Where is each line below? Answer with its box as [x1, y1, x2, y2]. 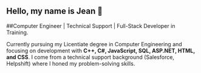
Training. [6, 29, 29, 36]
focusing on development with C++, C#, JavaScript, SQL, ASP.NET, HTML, [6, 47, 196, 54]
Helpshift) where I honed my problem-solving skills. [6, 60, 135, 67]
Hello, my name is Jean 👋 [6, 6, 103, 16]
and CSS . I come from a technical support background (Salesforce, [6, 53, 175, 61]
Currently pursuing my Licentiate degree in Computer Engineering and [6, 40, 182, 47]
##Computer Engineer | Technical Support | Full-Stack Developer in [6, 22, 175, 29]
